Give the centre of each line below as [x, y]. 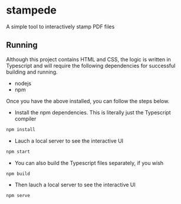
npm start [18, 152]
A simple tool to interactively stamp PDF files [60, 27]
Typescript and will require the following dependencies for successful [91, 65]
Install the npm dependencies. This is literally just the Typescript [93, 112]
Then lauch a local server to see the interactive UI [75, 185]
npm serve [18, 196]
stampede [32, 10]
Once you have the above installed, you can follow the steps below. [88, 101]
